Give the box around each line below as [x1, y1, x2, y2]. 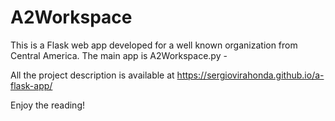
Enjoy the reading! [10, 99, 86, 111]
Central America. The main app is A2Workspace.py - [10, 49, 228, 61]
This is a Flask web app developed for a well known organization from [10, 39, 298, 51]
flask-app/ [10, 79, 53, 91]
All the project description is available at [10, 69, 175, 81]
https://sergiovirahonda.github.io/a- [176, 69, 325, 81]
